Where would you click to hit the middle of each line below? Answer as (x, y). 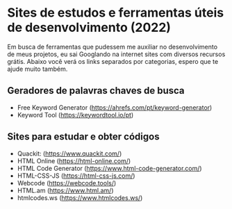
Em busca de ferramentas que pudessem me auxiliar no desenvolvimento (112, 47)
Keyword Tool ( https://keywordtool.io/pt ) (75, 115)
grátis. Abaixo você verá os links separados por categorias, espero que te (113, 61)
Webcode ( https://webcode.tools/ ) (67, 183)
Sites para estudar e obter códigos (83, 137)
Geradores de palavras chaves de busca (96, 91)
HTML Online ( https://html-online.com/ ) (74, 160)
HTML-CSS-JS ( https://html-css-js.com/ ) (76, 176)
